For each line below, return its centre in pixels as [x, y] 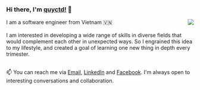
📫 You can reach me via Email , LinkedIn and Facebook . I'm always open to [98, 72]
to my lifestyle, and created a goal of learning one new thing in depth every [98, 48]
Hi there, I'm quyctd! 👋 [39, 9]
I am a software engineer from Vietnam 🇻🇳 [60, 22]
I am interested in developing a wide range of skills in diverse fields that [94, 36]
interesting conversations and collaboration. [60, 81]
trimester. [18, 54]
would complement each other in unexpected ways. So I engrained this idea [99, 41]
